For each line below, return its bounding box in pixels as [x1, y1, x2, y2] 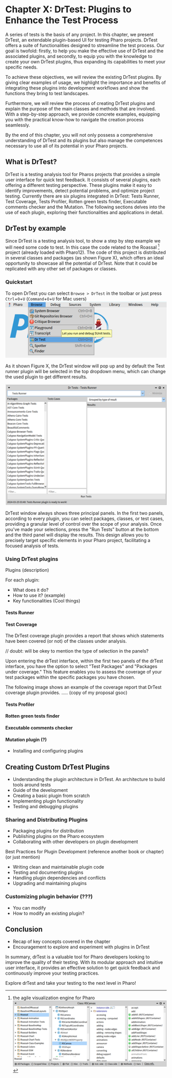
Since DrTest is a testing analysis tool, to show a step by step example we [5, 238, 161, 244]
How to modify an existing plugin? [12, 910, 84, 916]
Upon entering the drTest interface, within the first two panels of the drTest [5, 658, 163, 664]
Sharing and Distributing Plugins [5, 816, 88, 823]
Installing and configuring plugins [12, 748, 83, 754]
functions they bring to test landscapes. [5, 90, 90, 96]
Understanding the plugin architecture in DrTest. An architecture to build [12, 776, 165, 782]
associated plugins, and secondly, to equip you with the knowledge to [5, 53, 153, 59]
